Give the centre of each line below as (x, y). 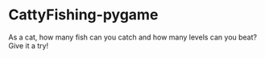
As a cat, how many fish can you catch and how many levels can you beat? (133, 37)
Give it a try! (29, 45)
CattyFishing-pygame (83, 15)
